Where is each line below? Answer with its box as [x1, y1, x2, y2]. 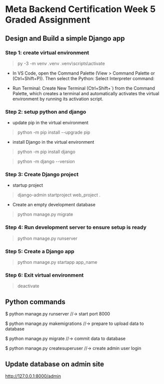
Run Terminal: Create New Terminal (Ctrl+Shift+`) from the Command [12, 85, 155, 91]
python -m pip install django [17, 149, 76, 155]
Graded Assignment [5, 14, 90, 26]
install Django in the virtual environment [12, 139, 94, 145]
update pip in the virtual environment [12, 120, 88, 126]
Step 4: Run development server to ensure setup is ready [5, 224, 146, 231]
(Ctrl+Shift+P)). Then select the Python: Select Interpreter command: [12, 75, 155, 81]
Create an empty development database [12, 202, 96, 208]
